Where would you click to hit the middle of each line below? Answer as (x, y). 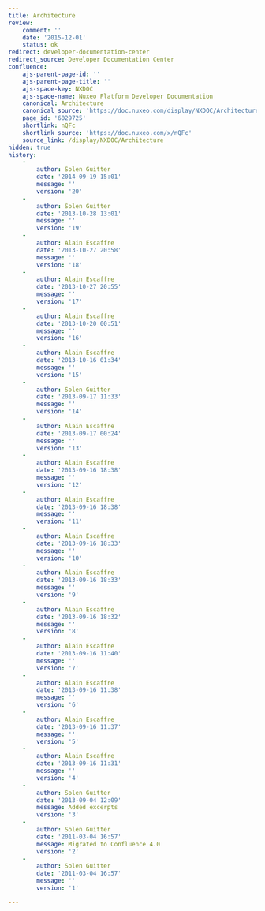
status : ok (40, 45)
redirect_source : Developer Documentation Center (91, 60)
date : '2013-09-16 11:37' (79, 726)
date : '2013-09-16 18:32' (79, 617)
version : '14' (60, 412)
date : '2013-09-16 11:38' (79, 690)
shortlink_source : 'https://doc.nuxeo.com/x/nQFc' (107, 133)
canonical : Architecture (63, 103)
